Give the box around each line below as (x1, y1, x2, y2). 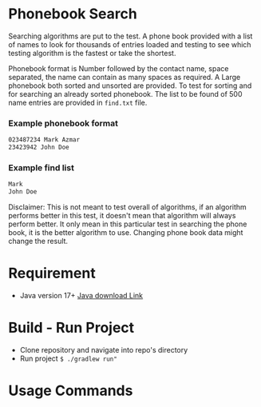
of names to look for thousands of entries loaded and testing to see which (8, 39, 251, 49)
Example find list (8, 162, 74, 173)
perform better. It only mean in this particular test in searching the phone (8, 219, 247, 229)
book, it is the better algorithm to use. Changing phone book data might (8, 228, 243, 237)
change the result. (8, 237, 69, 246)
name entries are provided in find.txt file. (8, 98, 148, 107)
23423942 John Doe (8, 143, 69, 152)
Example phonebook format (8, 118, 118, 129)
